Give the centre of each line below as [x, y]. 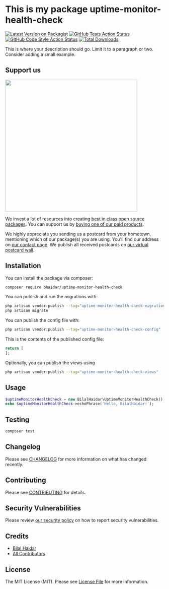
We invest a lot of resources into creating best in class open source [75, 219]
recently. [14, 464]
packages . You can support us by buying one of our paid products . [75, 224]
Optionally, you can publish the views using [50, 363]
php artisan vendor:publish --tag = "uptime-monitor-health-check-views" [82, 372]
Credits [17, 536]
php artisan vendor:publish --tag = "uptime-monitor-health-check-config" [83, 330]
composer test [20, 431]
